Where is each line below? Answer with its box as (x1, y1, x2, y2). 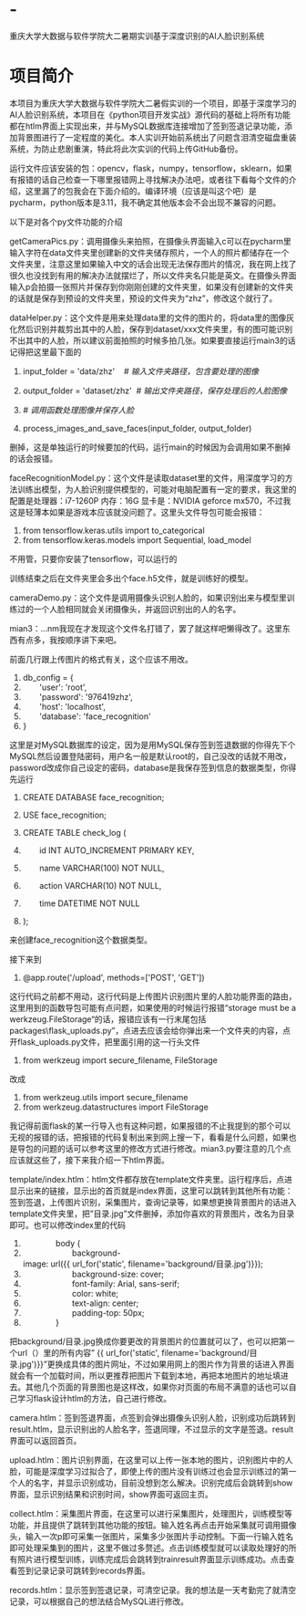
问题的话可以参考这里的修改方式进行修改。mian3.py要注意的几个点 (40, 1142, 291, 1153)
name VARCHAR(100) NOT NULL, (39, 862, 165, 873)
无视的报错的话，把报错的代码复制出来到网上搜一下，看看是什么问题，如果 (9, 1131, 289, 1142)
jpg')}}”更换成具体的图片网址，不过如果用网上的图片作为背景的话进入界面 (19, 1359, 294, 1370)
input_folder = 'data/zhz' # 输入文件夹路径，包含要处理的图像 (22, 365, 260, 377)
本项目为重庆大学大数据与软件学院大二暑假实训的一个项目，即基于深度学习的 (9, 98, 297, 109)
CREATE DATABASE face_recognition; (22, 791, 165, 802)
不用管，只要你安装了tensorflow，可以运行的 (9, 553, 178, 564)
